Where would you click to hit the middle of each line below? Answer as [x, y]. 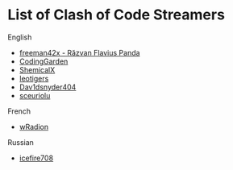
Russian [21, 142]
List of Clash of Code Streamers [116, 15]
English [20, 37]
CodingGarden [44, 61]
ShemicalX [37, 69]
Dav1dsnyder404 [48, 87]
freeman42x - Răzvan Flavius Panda [79, 52]
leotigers [34, 78]
